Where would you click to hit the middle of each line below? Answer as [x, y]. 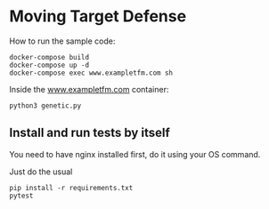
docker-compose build [49, 57]
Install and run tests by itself [90, 133]
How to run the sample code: [62, 41]
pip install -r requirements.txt [71, 188]
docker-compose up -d [49, 65]
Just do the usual [41, 172]
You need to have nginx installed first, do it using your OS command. [135, 154]
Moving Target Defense [98, 16]
